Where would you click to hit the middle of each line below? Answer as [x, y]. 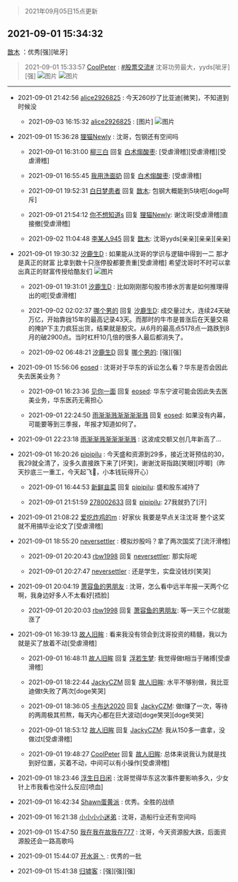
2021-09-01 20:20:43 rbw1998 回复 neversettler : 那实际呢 [113, 556]
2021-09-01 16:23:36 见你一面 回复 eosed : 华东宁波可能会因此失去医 [128, 391]
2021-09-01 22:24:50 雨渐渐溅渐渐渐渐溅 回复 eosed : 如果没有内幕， [129, 415]
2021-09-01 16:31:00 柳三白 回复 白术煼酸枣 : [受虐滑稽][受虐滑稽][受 [127, 151]
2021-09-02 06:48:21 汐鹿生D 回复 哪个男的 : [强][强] [105, 352]
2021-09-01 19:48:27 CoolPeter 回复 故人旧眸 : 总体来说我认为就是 [124, 754]
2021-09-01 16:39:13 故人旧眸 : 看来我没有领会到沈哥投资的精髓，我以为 [123, 634]
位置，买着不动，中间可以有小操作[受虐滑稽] [105, 763]
